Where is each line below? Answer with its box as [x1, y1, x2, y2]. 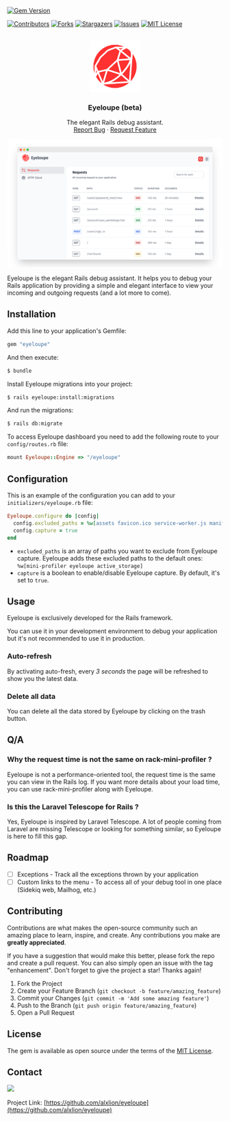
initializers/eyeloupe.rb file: [7, 499, 93, 507]
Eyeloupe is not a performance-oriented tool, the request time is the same [7, 770, 216, 778]
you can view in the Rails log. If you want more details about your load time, [7, 778, 220, 786]
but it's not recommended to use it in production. [7, 635, 145, 643]
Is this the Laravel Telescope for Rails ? [7, 802, 139, 811]
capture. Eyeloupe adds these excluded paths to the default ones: [16, 554, 203, 562]
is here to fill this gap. [7, 832, 68, 840]
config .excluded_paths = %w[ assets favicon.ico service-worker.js [13, 519, 207, 527]
